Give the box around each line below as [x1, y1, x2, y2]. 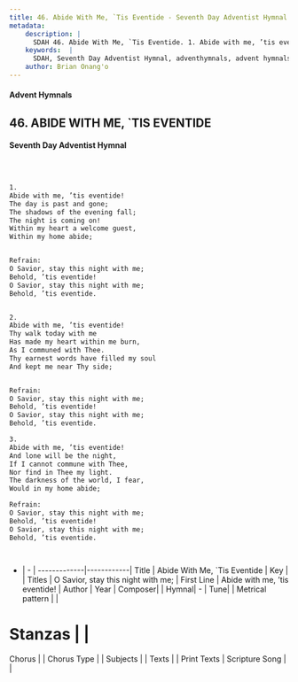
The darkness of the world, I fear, [9, 476, 145, 485]
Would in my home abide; [9, 484, 101, 493]
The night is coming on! [9, 216, 101, 225]
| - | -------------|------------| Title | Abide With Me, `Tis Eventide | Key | [21, 564, 288, 576]
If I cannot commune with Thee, [9, 460, 129, 469]
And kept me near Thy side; [9, 362, 114, 371]
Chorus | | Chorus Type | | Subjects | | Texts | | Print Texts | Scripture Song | [9, 653, 286, 664]
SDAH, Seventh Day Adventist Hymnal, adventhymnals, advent [32, 54, 260, 63]
